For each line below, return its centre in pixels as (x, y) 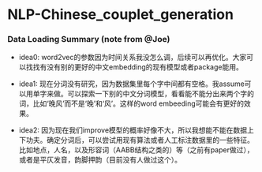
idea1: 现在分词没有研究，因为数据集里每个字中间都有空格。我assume (132, 84)
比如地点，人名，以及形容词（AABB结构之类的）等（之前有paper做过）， (136, 150)
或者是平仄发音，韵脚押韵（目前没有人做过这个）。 (100, 160)
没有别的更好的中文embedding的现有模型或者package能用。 (145, 67)
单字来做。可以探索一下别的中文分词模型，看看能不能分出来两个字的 (143, 94)
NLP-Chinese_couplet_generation (121, 15)
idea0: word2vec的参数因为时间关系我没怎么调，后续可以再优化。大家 (133, 58)
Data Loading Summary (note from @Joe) (89, 39)
